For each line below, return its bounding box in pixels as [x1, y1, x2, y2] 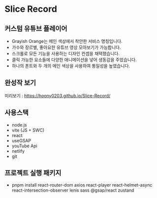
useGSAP [11, 137, 31, 143]
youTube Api [11, 143, 37, 149]
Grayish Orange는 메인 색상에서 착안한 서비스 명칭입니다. [11, 38, 123, 44]
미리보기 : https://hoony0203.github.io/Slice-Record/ [4, 93, 111, 99]
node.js [11, 122, 28, 128]
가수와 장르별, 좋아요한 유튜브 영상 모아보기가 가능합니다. [11, 44, 121, 50]
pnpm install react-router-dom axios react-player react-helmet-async [11, 182, 153, 188]
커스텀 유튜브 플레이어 [4, 24, 67, 33]
